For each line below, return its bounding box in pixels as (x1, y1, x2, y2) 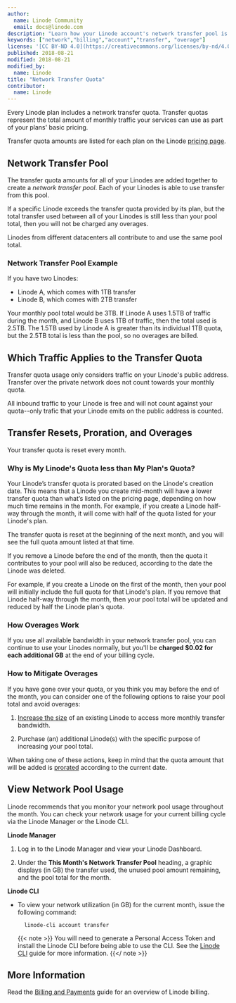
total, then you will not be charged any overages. (7, 219, 149, 228)
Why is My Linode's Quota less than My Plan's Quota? (7, 463, 195, 473)
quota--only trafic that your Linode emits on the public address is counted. (7, 406, 223, 416)
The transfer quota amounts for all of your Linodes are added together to (7, 175, 218, 184)
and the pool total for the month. (17, 873, 111, 881)
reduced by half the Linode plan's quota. (7, 603, 125, 611)
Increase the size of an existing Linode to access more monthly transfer (17, 713, 225, 722)
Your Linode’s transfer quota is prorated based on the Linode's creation (7, 480, 214, 488)
